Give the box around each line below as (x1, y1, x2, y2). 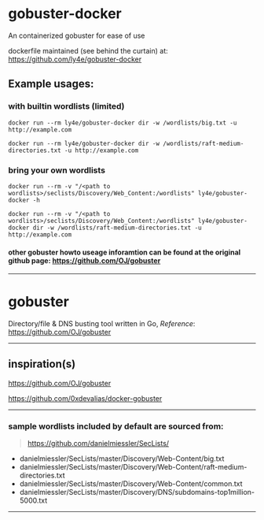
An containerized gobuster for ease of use (8, 31, 145, 40)
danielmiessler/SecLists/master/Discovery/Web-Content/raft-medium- (19, 462, 247, 472)
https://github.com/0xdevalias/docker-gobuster (8, 393, 163, 403)
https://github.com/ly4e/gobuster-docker (8, 54, 142, 64)
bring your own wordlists (8, 165, 106, 176)
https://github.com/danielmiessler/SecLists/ (27, 439, 170, 448)
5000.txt (19, 496, 48, 505)
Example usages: (8, 77, 94, 91)
